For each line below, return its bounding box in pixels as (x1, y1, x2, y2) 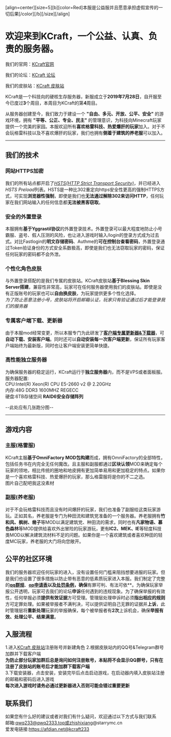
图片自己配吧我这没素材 (5, 480, 54, 486)
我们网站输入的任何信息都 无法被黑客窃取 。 (14, 199, 103, 205)
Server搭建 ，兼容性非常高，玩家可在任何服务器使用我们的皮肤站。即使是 (5, 284, 158, 290)
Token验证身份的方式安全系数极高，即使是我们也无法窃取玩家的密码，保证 (9, 244, 165, 251)
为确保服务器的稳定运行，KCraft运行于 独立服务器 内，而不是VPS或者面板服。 (5, 369, 165, 375)
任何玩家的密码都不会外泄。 (5, 251, 63, 257)
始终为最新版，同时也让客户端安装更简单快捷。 (14, 342, 112, 348)
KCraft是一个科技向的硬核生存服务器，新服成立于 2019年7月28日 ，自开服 (5, 93, 158, 99)
